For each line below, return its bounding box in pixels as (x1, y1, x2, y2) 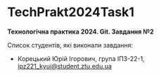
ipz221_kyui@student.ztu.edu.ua (17, 62, 112, 70)
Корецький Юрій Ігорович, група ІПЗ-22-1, (17, 54, 146, 63)
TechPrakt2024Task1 (7, 4, 135, 20)
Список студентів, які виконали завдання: (7, 41, 134, 49)
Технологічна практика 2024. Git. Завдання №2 (7, 27, 154, 36)
